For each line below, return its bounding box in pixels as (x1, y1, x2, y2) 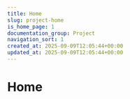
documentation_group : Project (7, 29, 96, 37)
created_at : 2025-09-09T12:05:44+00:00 (7, 43, 124, 49)
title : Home (7, 10, 42, 17)
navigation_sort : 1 (7, 36, 64, 43)
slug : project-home (7, 17, 64, 24)
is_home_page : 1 (7, 23, 55, 30)
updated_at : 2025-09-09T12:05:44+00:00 (7, 49, 124, 56)
